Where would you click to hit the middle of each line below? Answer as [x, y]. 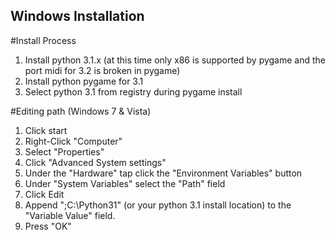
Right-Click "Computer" [73, 141]
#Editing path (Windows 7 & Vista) [81, 111]
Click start [46, 130]
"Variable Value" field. [70, 215]
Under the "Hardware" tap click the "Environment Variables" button [163, 173]
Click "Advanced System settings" [95, 162]
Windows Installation [77, 16]
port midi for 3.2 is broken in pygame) [102, 70]
